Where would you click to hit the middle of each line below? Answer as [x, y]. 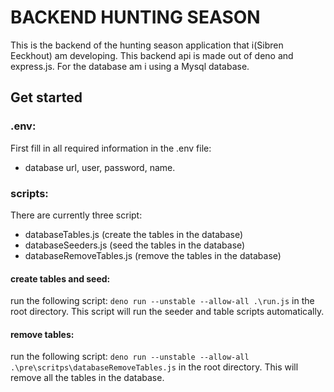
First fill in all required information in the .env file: [111, 148]
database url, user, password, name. [100, 167]
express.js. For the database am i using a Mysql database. [130, 66]
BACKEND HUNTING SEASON [135, 17]
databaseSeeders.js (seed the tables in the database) [135, 245]
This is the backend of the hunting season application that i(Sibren [147, 45]
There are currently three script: [76, 215]
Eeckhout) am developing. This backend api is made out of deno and [152, 55]
